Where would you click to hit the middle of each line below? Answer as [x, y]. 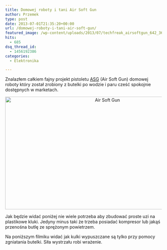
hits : [11, 38]
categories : [17, 56]
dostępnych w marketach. [32, 90]
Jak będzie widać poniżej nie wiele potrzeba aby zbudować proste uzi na [80, 217]
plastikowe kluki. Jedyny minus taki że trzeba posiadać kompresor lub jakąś [83, 222]
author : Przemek [22, 14]
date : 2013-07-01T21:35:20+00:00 [40, 24]
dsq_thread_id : [21, 47]
